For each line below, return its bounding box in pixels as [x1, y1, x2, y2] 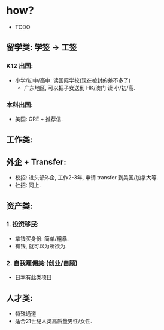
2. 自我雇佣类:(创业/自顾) [6, 259, 78, 267]
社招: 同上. [14, 181, 41, 189]
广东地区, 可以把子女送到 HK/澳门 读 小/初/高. [23, 84, 136, 91]
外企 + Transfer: [6, 157, 67, 167]
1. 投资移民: [6, 220, 39, 229]
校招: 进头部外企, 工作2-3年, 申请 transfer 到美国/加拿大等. [14, 174, 159, 181]
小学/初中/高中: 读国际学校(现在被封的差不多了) [14, 76, 131, 84]
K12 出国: [6, 62, 34, 70]
